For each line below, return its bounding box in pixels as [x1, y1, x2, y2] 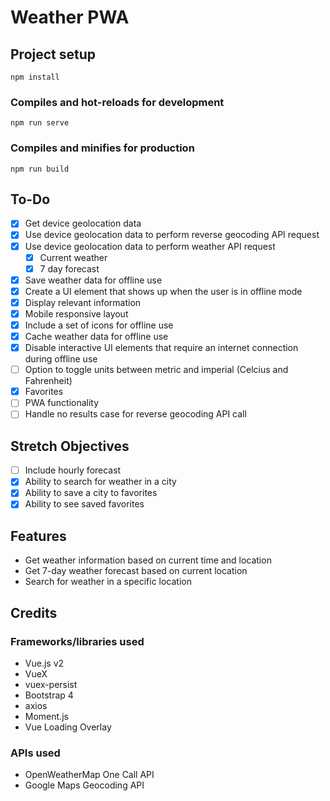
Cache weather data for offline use [24, 331, 169, 343]
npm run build [10, 164, 70, 174]
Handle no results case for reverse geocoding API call [24, 408, 247, 420]
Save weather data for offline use [24, 274, 163, 286]
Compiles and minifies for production [10, 141, 195, 155]
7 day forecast [39, 262, 100, 275]
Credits [10, 604, 58, 621]
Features [10, 527, 67, 545]
